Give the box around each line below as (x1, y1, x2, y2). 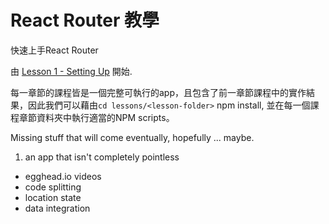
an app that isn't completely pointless (24, 151, 180, 163)
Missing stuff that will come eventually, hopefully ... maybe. (10, 131, 255, 143)
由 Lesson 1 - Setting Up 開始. (10, 65, 133, 77)
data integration (24, 202, 91, 214)
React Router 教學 (10, 9, 160, 32)
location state (24, 191, 82, 203)
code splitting (24, 181, 82, 193)
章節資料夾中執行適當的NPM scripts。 (18, 111, 175, 123)
